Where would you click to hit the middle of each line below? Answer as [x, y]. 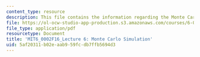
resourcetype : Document [36, 34]
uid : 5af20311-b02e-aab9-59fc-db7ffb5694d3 [61, 45]
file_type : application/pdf [41, 28]
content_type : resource [36, 12]
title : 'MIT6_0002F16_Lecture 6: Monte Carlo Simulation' [79, 39]
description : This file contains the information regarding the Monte [96, 17]
